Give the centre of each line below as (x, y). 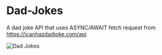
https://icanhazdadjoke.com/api (47, 34)
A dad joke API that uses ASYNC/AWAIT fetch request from (81, 28)
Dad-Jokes (35, 11)
